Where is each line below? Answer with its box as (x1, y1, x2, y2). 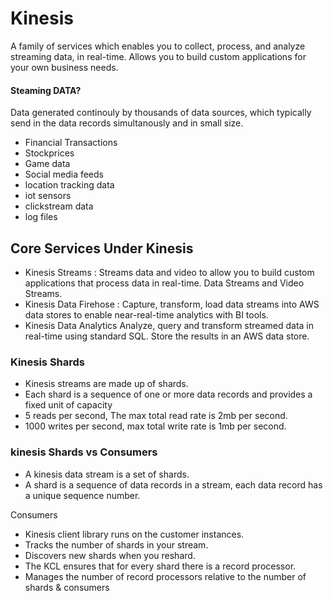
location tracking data (24, 179, 115, 191)
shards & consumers (24, 581, 110, 593)
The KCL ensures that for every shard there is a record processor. (24, 560, 297, 572)
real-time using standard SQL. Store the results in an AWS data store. (24, 330, 310, 342)
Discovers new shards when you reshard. (24, 549, 196, 561)
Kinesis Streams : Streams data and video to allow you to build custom (24, 266, 315, 278)
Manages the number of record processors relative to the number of (24, 570, 307, 582)
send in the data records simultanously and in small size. (10, 117, 244, 129)
